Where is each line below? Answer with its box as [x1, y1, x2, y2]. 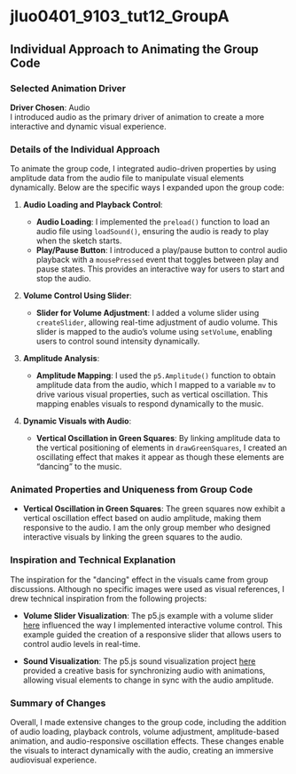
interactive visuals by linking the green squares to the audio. [22, 532, 243, 542]
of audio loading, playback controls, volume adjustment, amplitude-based [10, 726, 280, 738]
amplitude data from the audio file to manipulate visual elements [10, 173, 245, 184]
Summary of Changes [10, 697, 106, 709]
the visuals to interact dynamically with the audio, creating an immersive [10, 746, 274, 756]
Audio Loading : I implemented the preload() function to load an [35, 217, 270, 227]
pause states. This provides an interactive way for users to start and [35, 264, 285, 274]
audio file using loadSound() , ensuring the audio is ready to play [35, 226, 269, 237]
